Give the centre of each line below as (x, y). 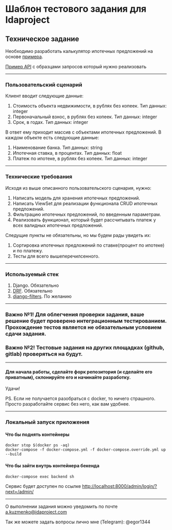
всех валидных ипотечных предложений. (58, 225)
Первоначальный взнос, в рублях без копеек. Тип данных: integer (85, 117)
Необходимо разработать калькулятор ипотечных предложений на (79, 51)
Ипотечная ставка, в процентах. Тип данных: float (67, 153)
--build (14, 454)
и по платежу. (28, 250)
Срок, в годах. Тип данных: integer (50, 122)
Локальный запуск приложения (47, 422)
